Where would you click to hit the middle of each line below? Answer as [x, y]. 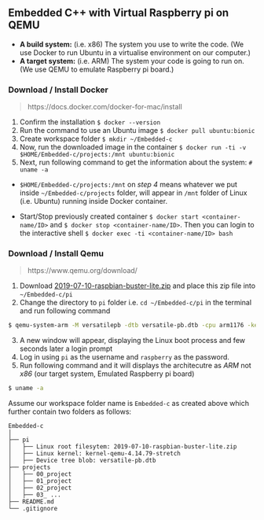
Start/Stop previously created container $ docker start [109, 216]
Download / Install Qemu [56, 253]
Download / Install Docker [58, 90]
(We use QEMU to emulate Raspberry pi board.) [97, 69]
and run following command [65, 311]
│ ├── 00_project [40, 474]
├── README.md [31, 502]
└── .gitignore [33, 509]
